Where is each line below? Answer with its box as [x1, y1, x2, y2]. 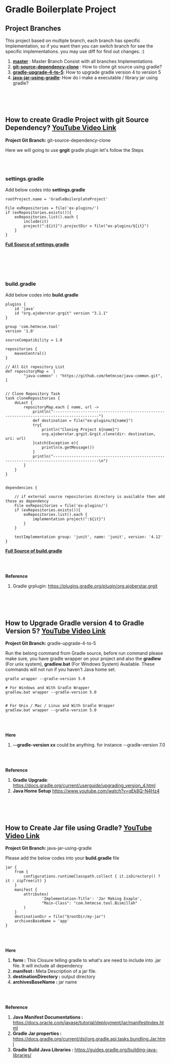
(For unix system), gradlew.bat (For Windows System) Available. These [5, 661, 155, 667]
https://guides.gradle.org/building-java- [74, 1047, 158, 1053]
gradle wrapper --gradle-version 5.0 [5, 676, 85, 682]
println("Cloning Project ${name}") [41, 427, 120, 433]
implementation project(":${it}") [32, 516, 106, 522]
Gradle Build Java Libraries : [12, 1047, 74, 1053]
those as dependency [5, 499, 49, 504]
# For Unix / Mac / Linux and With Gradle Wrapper [5, 703, 115, 709]
